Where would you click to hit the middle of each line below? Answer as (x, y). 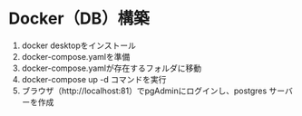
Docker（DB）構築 (79, 19)
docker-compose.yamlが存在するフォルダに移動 (111, 68)
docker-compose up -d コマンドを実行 (94, 79)
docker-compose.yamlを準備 (76, 56)
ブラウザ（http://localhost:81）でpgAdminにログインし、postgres (144, 91)
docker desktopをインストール (79, 45)
